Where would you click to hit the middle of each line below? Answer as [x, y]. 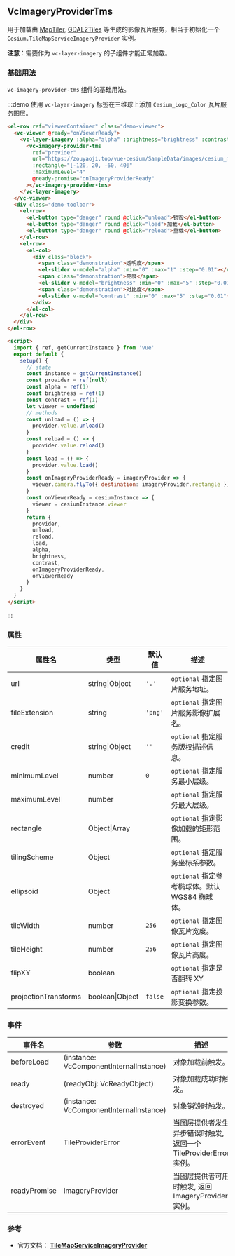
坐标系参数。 [199, 863]
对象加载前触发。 [201, 1062]
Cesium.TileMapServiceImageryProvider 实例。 [74, 38]
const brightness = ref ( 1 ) [65, 393]
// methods [42, 413]
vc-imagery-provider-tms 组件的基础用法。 [69, 90]
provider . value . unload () [69, 426]
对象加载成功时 [198, 1079]
